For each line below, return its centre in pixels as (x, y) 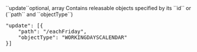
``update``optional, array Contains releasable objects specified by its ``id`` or (98, 8)
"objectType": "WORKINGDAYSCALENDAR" (73, 38)
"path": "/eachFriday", (52, 32)
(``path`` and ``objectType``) (39, 14)
